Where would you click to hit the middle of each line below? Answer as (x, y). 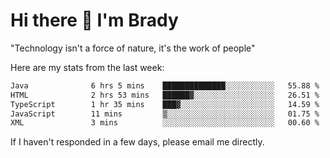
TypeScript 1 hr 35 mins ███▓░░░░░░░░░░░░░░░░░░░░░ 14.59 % (165, 104)
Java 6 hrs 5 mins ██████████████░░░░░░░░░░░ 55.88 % (165, 85)
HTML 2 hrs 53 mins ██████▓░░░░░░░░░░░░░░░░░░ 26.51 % (165, 95)
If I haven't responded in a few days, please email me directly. (137, 142)
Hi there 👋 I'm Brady (94, 20)
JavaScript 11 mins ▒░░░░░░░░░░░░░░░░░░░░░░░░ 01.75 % (165, 114)
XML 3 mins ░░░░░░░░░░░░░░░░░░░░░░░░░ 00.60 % (165, 123)
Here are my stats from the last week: (87, 67)
